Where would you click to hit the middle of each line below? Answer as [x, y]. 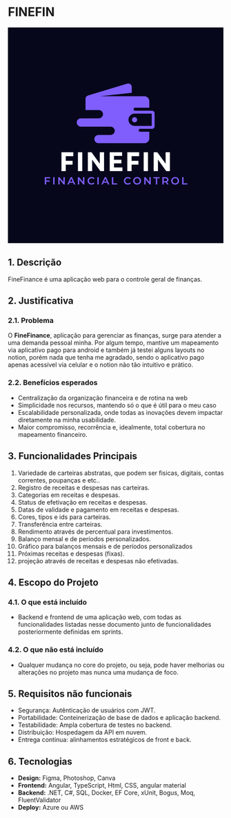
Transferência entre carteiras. [60, 524]
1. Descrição [35, 263]
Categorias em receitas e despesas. [69, 495]
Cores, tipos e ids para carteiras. [64, 517]
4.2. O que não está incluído [56, 650]
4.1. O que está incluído [47, 602]
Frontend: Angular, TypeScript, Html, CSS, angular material [102, 786]
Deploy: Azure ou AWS [51, 808]
